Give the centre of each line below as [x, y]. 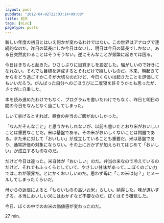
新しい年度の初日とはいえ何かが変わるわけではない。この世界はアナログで [80, 42]
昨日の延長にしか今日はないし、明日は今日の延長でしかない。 [93, 48]
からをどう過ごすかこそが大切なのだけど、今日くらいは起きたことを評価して [82, 77]
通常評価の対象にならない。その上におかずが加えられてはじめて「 [80, 145]
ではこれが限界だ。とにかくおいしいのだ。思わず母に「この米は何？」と [78, 173]
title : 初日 [16, 19]
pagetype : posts [22, 28]
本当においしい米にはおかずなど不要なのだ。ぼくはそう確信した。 [84, 196]
